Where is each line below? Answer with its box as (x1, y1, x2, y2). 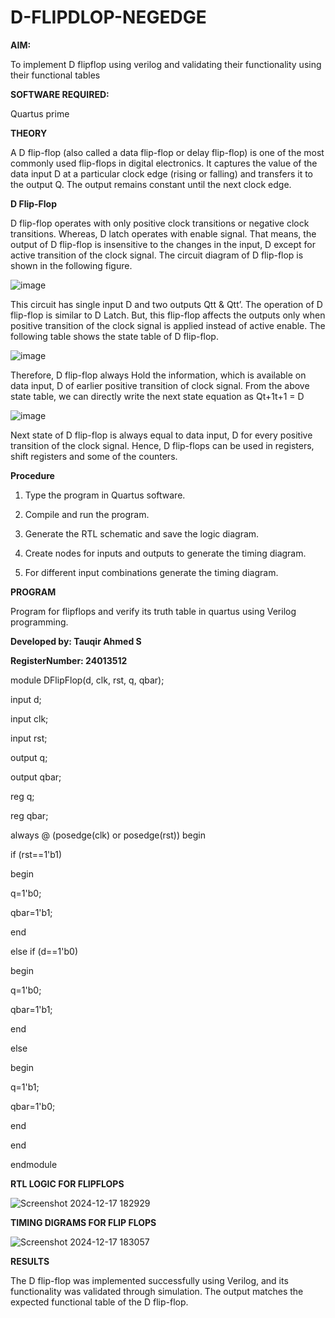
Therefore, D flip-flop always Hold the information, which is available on (10, 369, 307, 381)
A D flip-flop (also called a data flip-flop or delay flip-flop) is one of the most (10, 146, 325, 158)
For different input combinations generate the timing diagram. (24, 566, 279, 578)
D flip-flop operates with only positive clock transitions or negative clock (10, 217, 310, 229)
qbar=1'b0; (10, 1100, 56, 1112)
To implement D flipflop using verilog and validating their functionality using (10, 58, 322, 70)
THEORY (10, 127, 48, 139)
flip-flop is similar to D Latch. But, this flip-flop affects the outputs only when (10, 309, 326, 321)
